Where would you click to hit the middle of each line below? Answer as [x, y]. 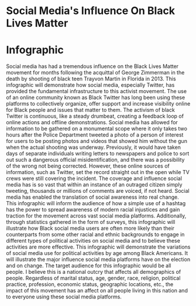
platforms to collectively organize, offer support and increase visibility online [98, 104]
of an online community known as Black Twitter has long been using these [96, 97]
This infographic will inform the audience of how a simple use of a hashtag [96, 203]
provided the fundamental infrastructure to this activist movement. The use [97, 91]
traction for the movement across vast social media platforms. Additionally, [96, 216]
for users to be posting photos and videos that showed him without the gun [97, 141]
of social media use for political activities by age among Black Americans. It [97, 253]
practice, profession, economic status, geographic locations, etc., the [90, 284]
